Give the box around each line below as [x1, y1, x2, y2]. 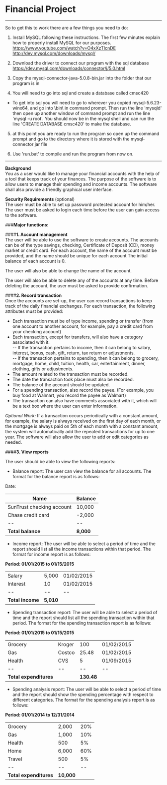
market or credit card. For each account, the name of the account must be [5, 247, 157, 253]
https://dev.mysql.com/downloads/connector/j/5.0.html [12, 65, 126, 71]
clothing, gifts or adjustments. [12, 366, 74, 372]
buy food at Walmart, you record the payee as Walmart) [12, 392, 126, 398]
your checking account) [12, 328, 62, 334]
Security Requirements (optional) [5, 196, 75, 202]
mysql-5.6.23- [132, 99, 162, 105]
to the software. [5, 212, 38, 218]
